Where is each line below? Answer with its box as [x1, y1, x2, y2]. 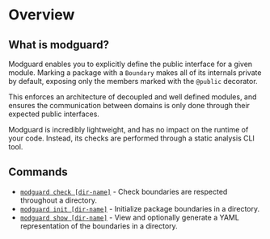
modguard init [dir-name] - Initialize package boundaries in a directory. [19, 203, 260, 213]
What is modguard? [8, 38, 109, 52]
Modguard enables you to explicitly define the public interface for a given [8, 59, 253, 69]
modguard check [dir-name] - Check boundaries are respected [19, 187, 228, 196]
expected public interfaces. [8, 109, 99, 119]
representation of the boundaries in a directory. [19, 220, 178, 231]
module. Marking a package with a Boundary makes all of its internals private [8, 68, 262, 78]
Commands [8, 166, 69, 179]
